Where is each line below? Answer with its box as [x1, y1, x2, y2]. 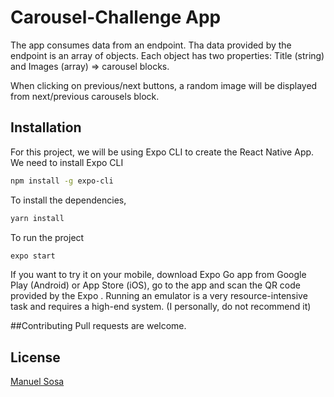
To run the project [10, 231, 85, 243]
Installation [10, 119, 82, 136]
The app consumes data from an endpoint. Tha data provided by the [10, 39, 292, 51]
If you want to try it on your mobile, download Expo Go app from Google [10, 269, 307, 281]
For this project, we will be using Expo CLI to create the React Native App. [10, 146, 315, 158]
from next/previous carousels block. [10, 90, 160, 102]
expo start [10, 251, 56, 261]
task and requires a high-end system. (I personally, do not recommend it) [10, 301, 312, 313]
